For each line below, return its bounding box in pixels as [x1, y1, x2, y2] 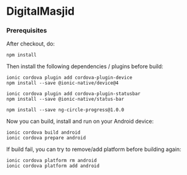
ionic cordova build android [6, 130, 81, 136]
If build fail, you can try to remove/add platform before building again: [6, 146, 182, 153]
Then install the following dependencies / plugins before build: [6, 63, 164, 70]
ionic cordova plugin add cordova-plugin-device [6, 75, 133, 81]
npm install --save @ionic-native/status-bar [6, 96, 124, 103]
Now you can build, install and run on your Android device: [6, 118, 154, 125]
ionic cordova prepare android [6, 135, 86, 141]
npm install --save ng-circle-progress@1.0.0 [6, 107, 124, 113]
